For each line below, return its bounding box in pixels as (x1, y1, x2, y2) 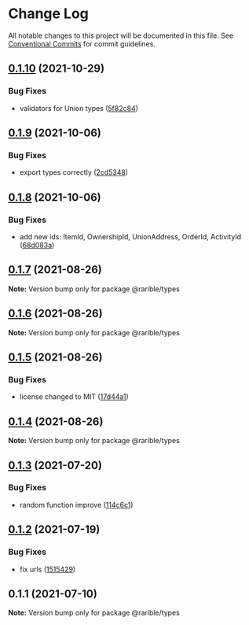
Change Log (8, 5, 89, 23)
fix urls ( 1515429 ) (19, 564, 76, 574)
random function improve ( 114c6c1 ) (19, 500, 134, 509)
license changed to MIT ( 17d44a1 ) (19, 392, 130, 401)
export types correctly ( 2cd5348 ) (19, 168, 128, 177)
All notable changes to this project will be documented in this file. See (8, 31, 234, 40)
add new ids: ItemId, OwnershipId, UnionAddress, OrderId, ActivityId (19, 232, 242, 241)
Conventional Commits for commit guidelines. (8, 39, 156, 48)
